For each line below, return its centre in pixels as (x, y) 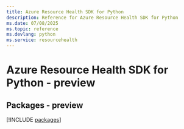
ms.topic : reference (33, 29)
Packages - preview (45, 105)
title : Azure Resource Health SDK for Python (65, 12)
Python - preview (51, 83)
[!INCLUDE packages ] (34, 120)
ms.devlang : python (31, 35)
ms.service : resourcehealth (42, 40)
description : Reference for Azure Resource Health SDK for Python (92, 18)
